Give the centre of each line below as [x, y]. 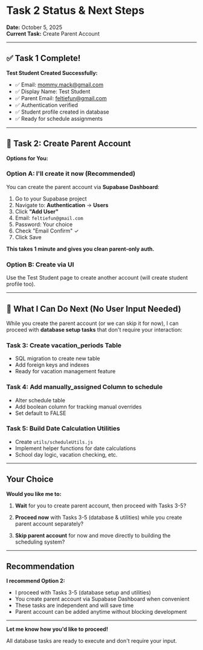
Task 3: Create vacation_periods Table [64, 345]
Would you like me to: [34, 494]
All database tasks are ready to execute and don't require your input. [92, 641]
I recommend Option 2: [36, 581]
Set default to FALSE [40, 413]
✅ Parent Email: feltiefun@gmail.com [61, 98]
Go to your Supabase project [51, 198]
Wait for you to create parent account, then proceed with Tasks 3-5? [101, 506]
